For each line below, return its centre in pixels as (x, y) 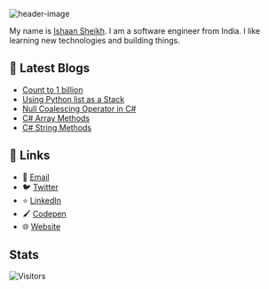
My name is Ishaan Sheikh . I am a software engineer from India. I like (134, 31)
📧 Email (36, 177)
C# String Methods (57, 127)
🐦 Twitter (40, 187)
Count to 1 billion (52, 90)
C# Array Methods (56, 118)
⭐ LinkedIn (42, 200)
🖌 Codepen (44, 213)
